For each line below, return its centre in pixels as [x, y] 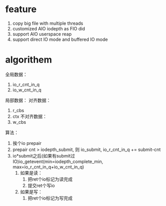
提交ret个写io [41, 185]
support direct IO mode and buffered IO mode [60, 39]
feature [21, 9]
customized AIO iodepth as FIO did [49, 28]
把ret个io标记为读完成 [50, 179]
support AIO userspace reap [42, 34]
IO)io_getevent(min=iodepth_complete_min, [58, 161]
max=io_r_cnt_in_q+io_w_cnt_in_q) [48, 167]
